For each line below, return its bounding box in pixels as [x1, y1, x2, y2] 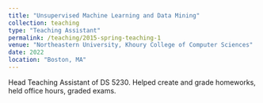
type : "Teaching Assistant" [8, 26, 101, 34]
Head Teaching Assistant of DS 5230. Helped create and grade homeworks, [8, 77, 256, 87]
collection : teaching [8, 19, 80, 27]
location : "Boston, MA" [8, 56, 87, 64]
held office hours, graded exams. [8, 86, 116, 95]
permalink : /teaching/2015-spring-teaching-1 [8, 33, 161, 42]
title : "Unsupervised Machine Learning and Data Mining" [8, 11, 200, 20]
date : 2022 [8, 48, 44, 56]
